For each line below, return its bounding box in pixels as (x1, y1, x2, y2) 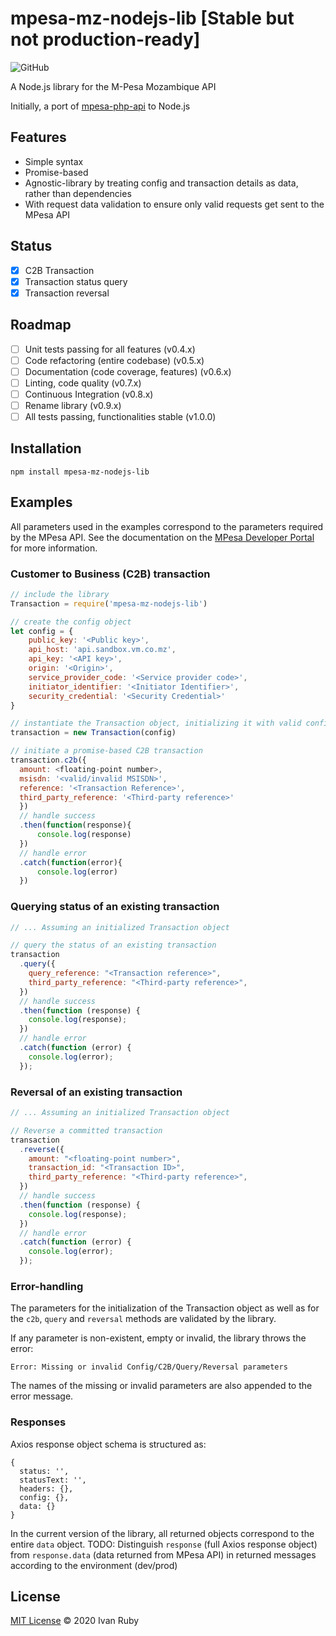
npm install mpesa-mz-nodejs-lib (10, 467, 150, 477)
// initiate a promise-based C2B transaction (10, 746, 203, 756)
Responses (10, 1415, 67, 1429)
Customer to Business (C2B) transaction (10, 567, 211, 581)
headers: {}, (19, 1483, 74, 1494)
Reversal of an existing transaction (10, 1085, 183, 1099)
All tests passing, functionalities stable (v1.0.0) (24, 410, 217, 422)
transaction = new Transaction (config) (10, 728, 177, 738)
